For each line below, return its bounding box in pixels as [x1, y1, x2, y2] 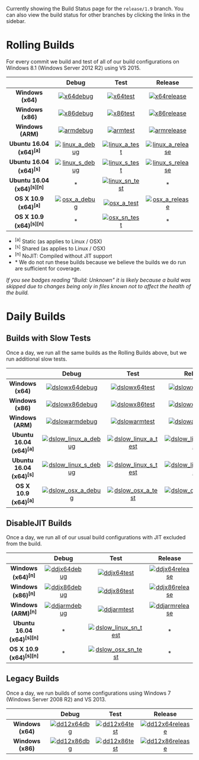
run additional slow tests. [6, 355, 68, 362]
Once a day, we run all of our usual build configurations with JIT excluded [6, 534, 186, 541]
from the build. [6, 540, 43, 548]
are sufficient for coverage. [14, 265, 82, 272]
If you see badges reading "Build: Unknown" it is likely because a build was [6, 276, 191, 284]
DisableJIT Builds [6, 518, 72, 528]
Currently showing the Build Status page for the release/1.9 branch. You [6, 5, 184, 12]
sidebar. [6, 18, 26, 24]
